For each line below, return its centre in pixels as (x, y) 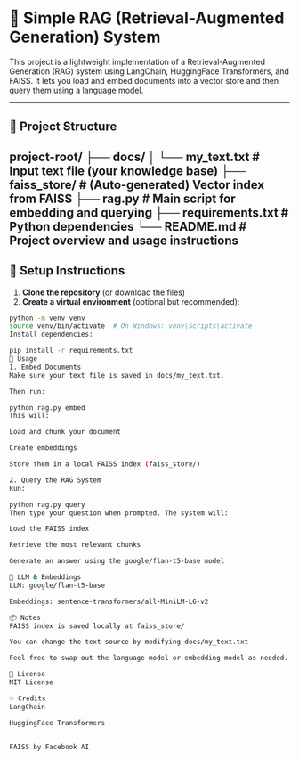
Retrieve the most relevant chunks (75, 545)
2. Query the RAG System (55, 480)
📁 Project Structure (63, 127)
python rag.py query (48, 504)
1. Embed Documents (45, 367)
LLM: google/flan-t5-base (57, 585)
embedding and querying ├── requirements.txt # (149, 212)
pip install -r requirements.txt (71, 351)
